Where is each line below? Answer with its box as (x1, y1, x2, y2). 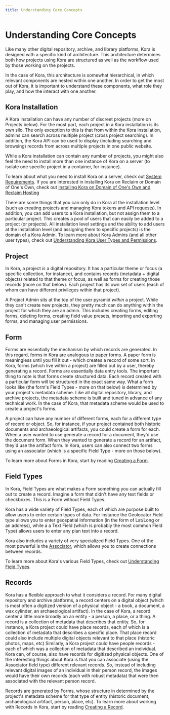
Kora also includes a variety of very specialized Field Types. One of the (5, 538, 154, 544)
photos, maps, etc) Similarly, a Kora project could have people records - (5, 640, 155, 646)
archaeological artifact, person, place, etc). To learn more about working (5, 698, 156, 704)
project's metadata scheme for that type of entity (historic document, (5, 693, 150, 699)
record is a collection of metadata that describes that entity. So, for (5, 619, 145, 625)
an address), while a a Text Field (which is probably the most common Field (5, 522, 163, 529)
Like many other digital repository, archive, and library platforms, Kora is (5, 46, 155, 52)
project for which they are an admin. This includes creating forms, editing (5, 308, 158, 314)
